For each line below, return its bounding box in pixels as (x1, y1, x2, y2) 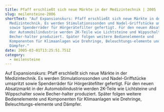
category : (5, 52, 25, 57)
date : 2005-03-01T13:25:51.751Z (5, 48, 71, 53)
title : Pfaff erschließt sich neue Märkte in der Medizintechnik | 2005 (5, 7, 156, 12)
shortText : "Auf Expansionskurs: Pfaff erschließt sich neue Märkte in (5, 16, 154, 21)
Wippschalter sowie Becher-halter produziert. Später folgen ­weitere (5, 91, 142, 97)
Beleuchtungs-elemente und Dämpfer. (5, 101, 82, 107)
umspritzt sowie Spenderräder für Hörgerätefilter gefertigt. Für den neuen (5, 81, 154, 87)
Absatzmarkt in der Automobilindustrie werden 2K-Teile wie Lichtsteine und (5, 86, 157, 92)
